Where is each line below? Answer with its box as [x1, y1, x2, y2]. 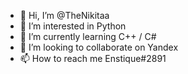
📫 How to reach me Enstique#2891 [19, 53, 167, 64]
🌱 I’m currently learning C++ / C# [19, 31, 157, 42]
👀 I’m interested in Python [19, 20, 127, 32]
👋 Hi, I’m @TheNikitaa [19, 10, 110, 21]
